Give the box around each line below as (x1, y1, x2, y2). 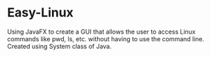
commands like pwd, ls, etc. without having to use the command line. (7, 34, 205, 43)
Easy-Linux (7, 5, 74, 21)
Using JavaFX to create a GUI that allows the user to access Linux (7, 27, 196, 36)
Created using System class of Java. (7, 42, 112, 50)
